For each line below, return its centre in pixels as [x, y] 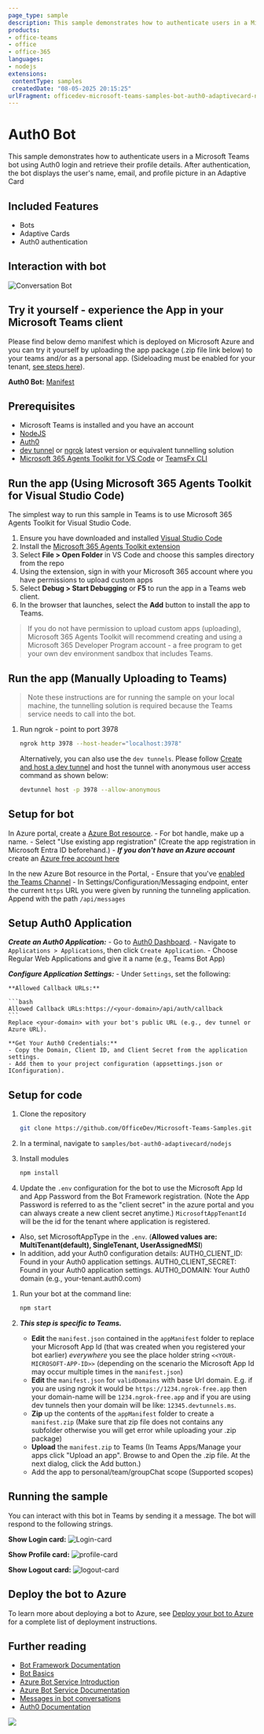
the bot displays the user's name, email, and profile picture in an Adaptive [127, 173]
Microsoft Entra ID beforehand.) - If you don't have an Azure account [122, 850]
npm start [36, 1308]
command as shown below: [64, 775]
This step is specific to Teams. [70, 1323]
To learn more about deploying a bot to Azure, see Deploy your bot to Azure [131, 1613]
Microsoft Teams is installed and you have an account [106, 425]
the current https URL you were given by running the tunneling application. [130, 890]
